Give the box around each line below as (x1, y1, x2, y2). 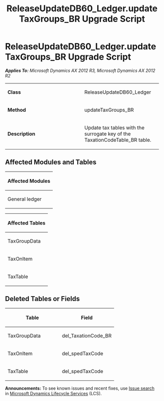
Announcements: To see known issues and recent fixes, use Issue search (5, 385, 155, 391)
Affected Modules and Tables (5, 158, 97, 167)
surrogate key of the (84, 130, 131, 137)
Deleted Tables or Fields (5, 295, 80, 303)
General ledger (7, 196, 42, 202)
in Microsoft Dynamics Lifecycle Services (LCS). (5, 390, 102, 396)
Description (7, 130, 36, 137)
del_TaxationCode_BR (61, 332, 112, 339)
